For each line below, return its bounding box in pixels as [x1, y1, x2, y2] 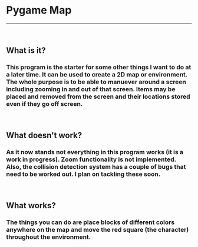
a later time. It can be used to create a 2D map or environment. [6, 71, 187, 79]
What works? [6, 201, 56, 211]
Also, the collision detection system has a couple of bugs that [6, 162, 186, 171]
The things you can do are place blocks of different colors [6, 218, 175, 226]
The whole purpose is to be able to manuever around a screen [6, 78, 187, 86]
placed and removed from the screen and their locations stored [6, 92, 190, 101]
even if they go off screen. [6, 100, 83, 108]
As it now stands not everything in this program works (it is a [6, 148, 184, 156]
